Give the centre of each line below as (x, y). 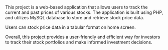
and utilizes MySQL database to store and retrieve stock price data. (75, 18)
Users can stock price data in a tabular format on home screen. (71, 27)
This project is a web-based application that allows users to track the (76, 7)
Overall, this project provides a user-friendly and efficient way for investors (83, 37)
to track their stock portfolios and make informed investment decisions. (79, 42)
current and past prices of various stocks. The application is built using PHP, (84, 12)
